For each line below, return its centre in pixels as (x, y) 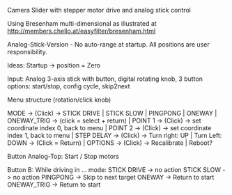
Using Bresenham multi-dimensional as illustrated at (82, 23)
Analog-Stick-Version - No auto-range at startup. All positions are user (109, 44)
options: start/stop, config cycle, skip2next (69, 86)
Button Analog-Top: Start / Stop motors (63, 156)
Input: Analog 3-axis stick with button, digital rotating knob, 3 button (105, 79)
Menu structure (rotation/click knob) (59, 100)
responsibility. (27, 52)
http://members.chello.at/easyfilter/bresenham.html (82, 31)
